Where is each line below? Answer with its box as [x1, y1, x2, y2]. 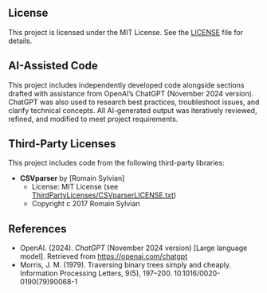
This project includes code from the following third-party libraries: [8, 158, 225, 168]
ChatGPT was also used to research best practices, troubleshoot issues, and [8, 97, 260, 107]
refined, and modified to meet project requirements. [8, 114, 179, 123]
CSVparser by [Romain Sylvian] [19, 174, 125, 183]
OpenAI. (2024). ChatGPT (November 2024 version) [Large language [19, 243, 248, 253]
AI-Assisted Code [8, 59, 98, 72]
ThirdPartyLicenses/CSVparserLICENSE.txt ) [31, 190, 177, 200]
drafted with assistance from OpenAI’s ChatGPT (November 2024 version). [8, 88, 254, 98]
